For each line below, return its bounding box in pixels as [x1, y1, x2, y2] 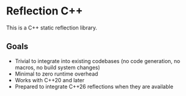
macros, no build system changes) [14, 64, 100, 71]
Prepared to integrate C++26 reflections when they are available [14, 83, 173, 90]
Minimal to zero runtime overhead [14, 70, 99, 77]
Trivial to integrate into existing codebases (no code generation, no [14, 57, 181, 64]
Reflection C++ [6, 4, 83, 18]
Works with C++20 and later [14, 76, 85, 83]
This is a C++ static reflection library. [6, 24, 97, 31]
